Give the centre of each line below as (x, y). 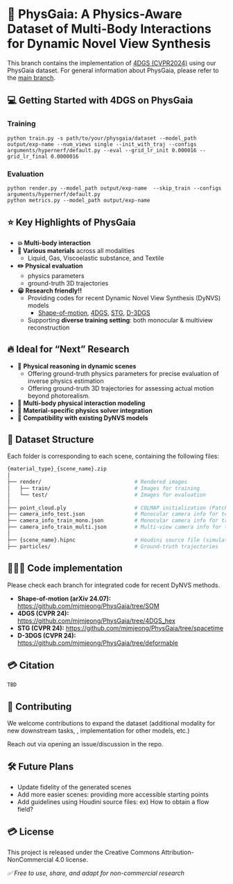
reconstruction (49, 327)
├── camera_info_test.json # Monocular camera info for (113, 514)
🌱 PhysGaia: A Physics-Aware (95, 14)
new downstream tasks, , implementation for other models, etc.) (98, 731)
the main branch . (31, 77)
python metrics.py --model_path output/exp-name (79, 200)
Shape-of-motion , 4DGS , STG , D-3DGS (94, 313)
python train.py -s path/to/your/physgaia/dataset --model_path (102, 138)
